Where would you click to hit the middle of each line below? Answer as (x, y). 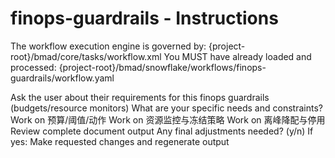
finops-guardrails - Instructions (144, 18)
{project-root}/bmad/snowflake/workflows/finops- (162, 67)
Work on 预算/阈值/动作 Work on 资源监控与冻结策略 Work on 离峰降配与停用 (168, 119)
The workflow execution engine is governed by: (108, 46)
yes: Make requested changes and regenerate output (120, 141)
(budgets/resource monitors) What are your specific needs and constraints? (166, 108)
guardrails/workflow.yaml (62, 78)
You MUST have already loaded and (237, 56)
